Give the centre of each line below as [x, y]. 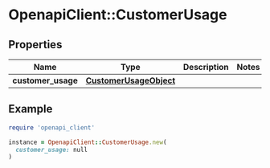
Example [31, 109]
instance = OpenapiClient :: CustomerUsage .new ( [88, 142]
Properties [35, 45]
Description [206, 67]
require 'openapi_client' [51, 127]
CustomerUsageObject [131, 80]
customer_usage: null [52, 150]
